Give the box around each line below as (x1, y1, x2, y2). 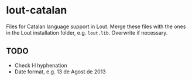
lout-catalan (6, 4, 67, 17)
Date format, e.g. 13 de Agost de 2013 (14, 68, 107, 75)
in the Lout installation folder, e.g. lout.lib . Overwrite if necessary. (6, 29, 168, 36)
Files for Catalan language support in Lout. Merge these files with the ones (6, 23, 186, 30)
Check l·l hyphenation (14, 62, 67, 69)
